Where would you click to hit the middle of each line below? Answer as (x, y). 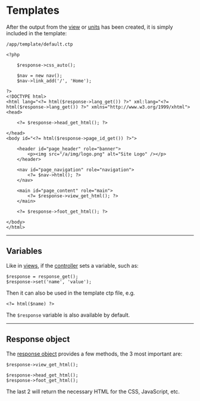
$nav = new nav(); (40, 75)
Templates (33, 10)
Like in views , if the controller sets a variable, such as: (72, 265)
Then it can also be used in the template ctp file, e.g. (71, 293)
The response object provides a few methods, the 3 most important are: (94, 354)
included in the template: (37, 33)
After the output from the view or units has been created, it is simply (90, 27)
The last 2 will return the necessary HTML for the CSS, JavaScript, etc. (93, 391)
